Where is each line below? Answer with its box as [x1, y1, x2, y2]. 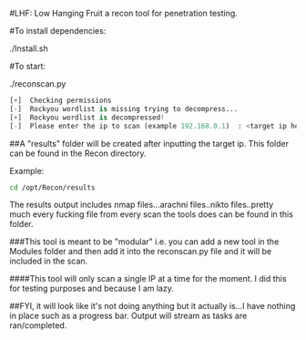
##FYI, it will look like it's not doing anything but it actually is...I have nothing [9, 301, 296, 312]
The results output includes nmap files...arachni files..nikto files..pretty [9, 200, 274, 211]
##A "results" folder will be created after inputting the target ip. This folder [9, 138, 290, 149]
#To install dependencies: [9, 26, 107, 36]
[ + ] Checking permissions [9, 96, 112, 105]
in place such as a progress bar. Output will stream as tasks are [9, 310, 248, 322]
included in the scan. [9, 255, 88, 267]
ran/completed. [9, 320, 67, 331]
